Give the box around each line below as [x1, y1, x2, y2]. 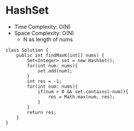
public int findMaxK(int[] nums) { [16, 52, 105, 58]
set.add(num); [37, 68, 73, 74]
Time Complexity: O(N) [14, 23, 71, 30]
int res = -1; [27, 78, 62, 84]
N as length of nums [23, 36, 73, 43]
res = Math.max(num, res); [48, 94, 116, 100]
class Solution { [5, 47, 49, 53]
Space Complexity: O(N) [14, 29, 74, 36]
